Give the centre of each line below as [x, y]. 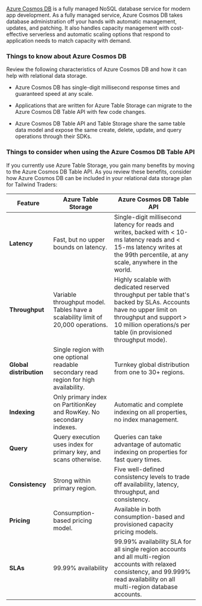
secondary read [75, 372]
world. [123, 269]
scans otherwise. [77, 459]
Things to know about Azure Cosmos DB [66, 56]
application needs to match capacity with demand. [69, 41]
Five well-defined [139, 469]
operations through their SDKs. [53, 136]
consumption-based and [149, 516]
